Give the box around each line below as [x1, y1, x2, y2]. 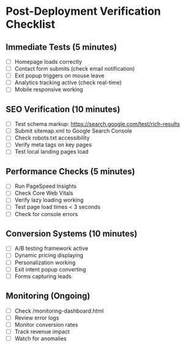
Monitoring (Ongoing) [6, 290, 91, 302]
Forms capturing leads [14, 272, 72, 280]
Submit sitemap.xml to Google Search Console [14, 127, 132, 135]
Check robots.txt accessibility [14, 134, 90, 142]
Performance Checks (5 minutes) [6, 166, 135, 176]
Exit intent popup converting [14, 265, 86, 273]
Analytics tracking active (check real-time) [14, 79, 122, 87]
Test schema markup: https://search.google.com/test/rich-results [14, 120, 180, 128]
